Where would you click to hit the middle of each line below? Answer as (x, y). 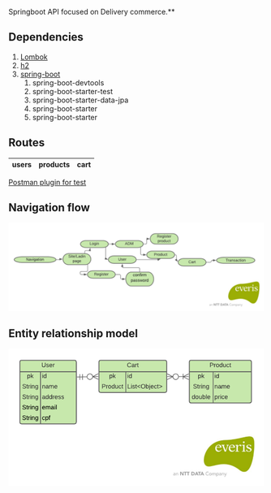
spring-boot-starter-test (73, 91)
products (54, 165)
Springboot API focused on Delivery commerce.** (92, 12)
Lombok (34, 57)
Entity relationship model (73, 333)
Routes (27, 143)
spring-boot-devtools (68, 82)
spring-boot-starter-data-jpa (80, 100)
